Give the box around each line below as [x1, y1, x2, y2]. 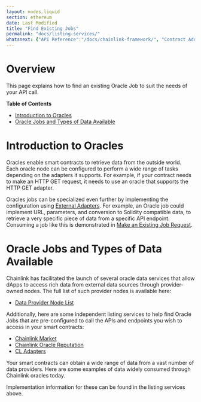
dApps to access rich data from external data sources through [6, 281, 160, 288]
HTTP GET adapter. [6, 184, 54, 191]
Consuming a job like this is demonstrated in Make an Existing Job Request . [6, 221, 193, 228]
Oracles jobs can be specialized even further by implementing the [6, 196, 169, 203]
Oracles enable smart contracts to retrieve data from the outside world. [6, 159, 181, 166]
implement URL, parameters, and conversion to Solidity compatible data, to [6, 208, 191, 215]
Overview [6, 62, 56, 76]
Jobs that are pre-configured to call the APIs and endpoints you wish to [6, 316, 182, 324]
